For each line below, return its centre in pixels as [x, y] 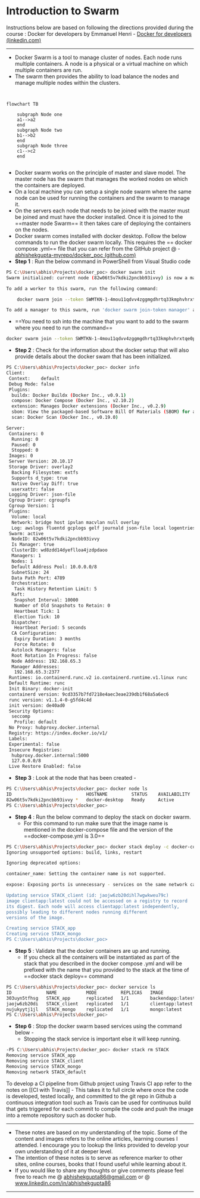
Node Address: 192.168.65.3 [46, 661]
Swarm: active [26, 533]
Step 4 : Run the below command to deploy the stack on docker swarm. [103, 817]
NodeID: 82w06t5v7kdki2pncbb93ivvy [56, 539]
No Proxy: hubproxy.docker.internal [54, 728]
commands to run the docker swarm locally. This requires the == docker [103, 242]
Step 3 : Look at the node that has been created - [75, 778]
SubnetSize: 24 [30, 572]
